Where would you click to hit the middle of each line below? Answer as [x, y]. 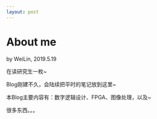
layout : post [23, 12]
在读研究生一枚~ [27, 71]
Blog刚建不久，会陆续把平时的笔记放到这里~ [61, 84]
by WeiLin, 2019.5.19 [31, 59]
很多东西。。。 [22, 110]
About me [31, 42]
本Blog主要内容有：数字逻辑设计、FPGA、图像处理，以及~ [79, 97]
